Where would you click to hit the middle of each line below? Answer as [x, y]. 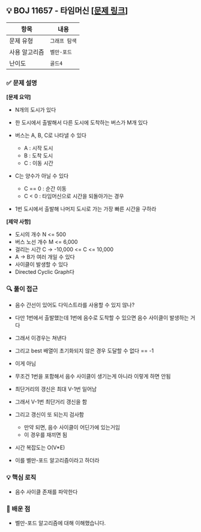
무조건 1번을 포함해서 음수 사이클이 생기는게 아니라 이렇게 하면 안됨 [93, 376]
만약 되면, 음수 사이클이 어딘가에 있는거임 [72, 428]
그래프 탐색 [63, 41]
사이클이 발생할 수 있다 [41, 264]
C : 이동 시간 [39, 163]
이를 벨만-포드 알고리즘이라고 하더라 [57, 461]
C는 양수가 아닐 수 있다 [42, 176]
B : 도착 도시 [38, 156]
